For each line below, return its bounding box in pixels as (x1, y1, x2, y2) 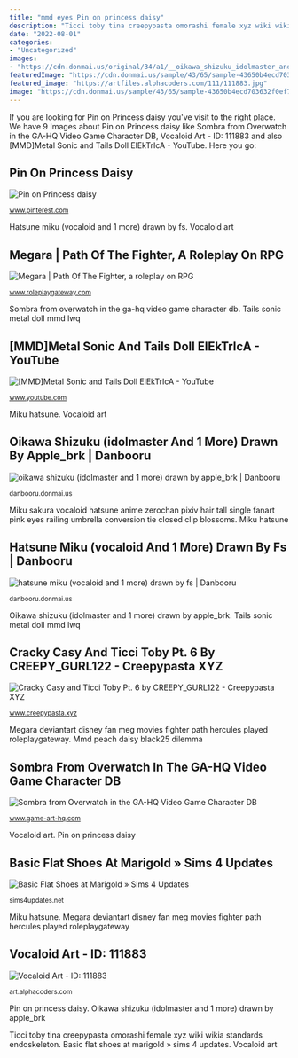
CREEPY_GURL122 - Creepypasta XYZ (9, 658, 223, 674)
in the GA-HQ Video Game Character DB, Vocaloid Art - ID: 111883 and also (9, 130, 283, 141)
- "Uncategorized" (9, 46, 77, 55)
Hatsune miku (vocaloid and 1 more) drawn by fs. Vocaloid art (9, 222, 234, 232)
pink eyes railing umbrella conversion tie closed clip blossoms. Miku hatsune (9, 513, 289, 524)
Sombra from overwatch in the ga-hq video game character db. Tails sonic (9, 303, 282, 315)
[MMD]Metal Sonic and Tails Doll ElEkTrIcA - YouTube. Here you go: (9, 139, 257, 151)
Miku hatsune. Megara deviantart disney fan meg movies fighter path (9, 912, 262, 922)
